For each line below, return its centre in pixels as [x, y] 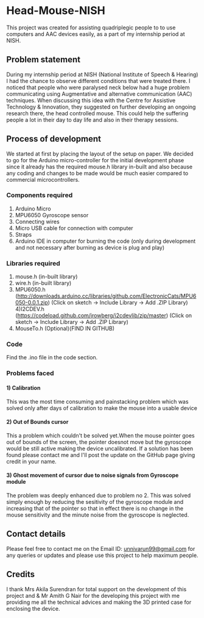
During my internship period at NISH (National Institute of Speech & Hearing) [102, 74]
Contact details [36, 534]
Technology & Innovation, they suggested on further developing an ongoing [101, 107]
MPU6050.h [30, 290]
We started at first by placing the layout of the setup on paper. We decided [100, 154]
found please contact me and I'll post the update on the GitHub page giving [101, 455]
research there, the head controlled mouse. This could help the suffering [97, 113]
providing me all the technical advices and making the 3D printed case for [99, 602]
